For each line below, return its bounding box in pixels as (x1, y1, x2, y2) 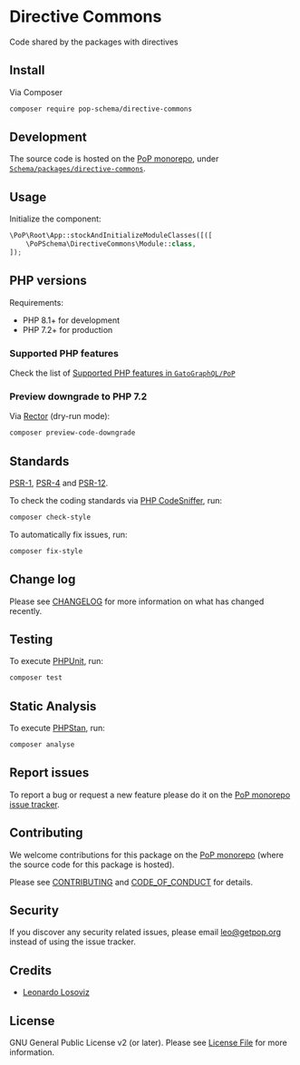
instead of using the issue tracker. (9, 936, 136, 947)
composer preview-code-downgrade (9, 428, 136, 437)
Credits (9, 962, 53, 978)
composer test (9, 673, 63, 682)
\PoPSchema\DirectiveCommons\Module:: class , (25, 239, 197, 249)
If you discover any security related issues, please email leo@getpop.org (9, 927, 282, 938)
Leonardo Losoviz (22, 987, 91, 998)
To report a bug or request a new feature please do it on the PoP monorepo (9, 789, 291, 800)
